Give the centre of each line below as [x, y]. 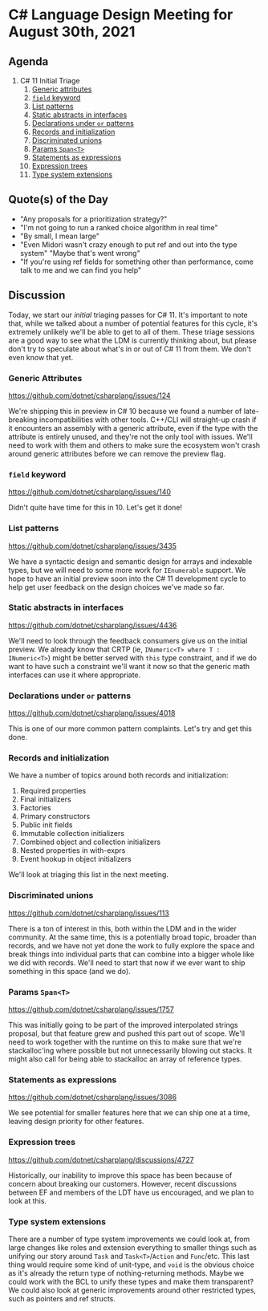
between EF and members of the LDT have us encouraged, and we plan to [131, 1192]
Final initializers [45, 799]
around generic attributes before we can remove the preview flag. [117, 453]
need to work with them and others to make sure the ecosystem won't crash [134, 445]
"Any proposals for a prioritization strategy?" [93, 219]
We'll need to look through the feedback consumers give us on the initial [128, 640]
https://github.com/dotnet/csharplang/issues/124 [89, 396]
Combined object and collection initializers [90, 842]
